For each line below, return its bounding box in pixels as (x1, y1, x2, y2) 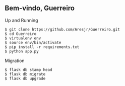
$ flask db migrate (5, 71, 46, 76)
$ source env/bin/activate (5, 40, 61, 45)
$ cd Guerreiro (5, 31, 37, 36)
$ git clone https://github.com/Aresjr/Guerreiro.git (5, 27, 120, 32)
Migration (5, 57, 25, 63)
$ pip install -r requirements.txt (5, 44, 80, 49)
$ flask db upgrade (5, 76, 46, 81)
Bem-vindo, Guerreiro (5, 4, 75, 12)
